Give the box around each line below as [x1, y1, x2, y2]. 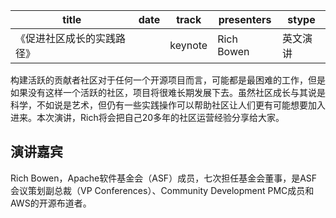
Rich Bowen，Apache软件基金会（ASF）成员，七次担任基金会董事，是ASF [10, 172, 318, 184]
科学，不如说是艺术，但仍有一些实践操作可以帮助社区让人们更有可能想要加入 [10, 99, 326, 111]
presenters [218, 13, 272, 26]
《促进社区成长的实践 [15, 32, 117, 45]
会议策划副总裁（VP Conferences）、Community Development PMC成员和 [10, 184, 315, 196]
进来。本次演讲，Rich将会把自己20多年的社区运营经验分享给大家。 [10, 112, 285, 123]
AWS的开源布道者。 [10, 197, 92, 209]
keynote [169, 39, 208, 52]
